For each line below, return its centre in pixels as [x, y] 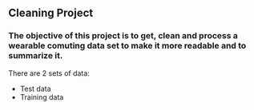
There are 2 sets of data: [49, 73]
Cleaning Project [51, 13]
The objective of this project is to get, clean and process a [123, 36]
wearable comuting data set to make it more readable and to [127, 45]
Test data [35, 88]
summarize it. [36, 56]
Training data [42, 97]
